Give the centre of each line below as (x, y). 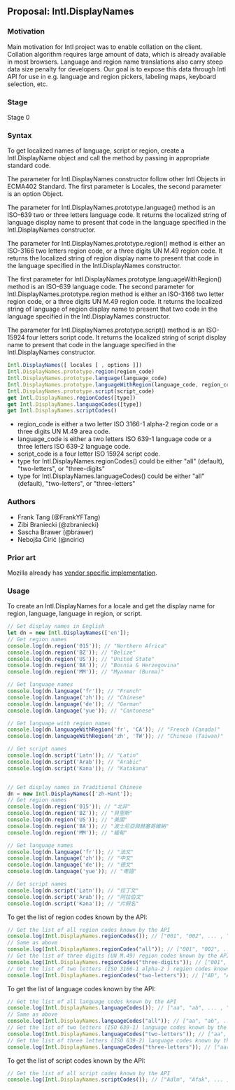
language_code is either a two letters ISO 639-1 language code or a (114, 439)
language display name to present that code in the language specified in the (117, 223)
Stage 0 (19, 117)
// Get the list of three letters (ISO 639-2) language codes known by (114, 1040)
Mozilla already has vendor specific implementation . (82, 573)
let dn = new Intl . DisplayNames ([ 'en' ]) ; (69, 633)
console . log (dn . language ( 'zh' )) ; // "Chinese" (76, 697)
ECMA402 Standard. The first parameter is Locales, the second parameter (114, 187)
